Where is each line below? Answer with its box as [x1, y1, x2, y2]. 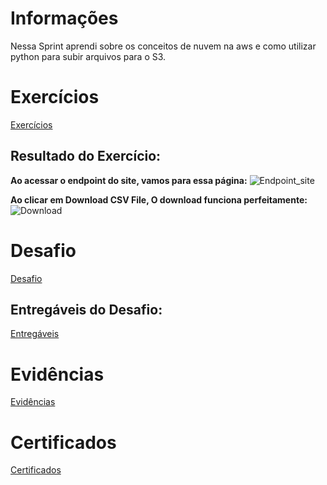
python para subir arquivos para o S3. [10, 50, 167, 62]
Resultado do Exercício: [10, 148, 162, 165]
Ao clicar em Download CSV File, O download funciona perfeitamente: [10, 193, 308, 206]
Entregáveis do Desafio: [10, 302, 163, 319]
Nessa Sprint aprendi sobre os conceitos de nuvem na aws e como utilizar [10, 40, 317, 52]
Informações [10, 7, 119, 30]
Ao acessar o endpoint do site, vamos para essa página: [10, 174, 248, 186]
